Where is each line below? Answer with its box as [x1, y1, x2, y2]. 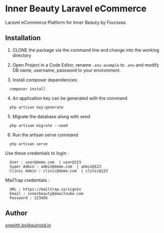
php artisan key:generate [9, 105, 64, 110]
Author [5, 209, 27, 218]
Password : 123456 [9, 195, 48, 200]
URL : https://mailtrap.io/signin [9, 187, 81, 192]
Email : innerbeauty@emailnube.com [9, 191, 84, 196]
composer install [9, 86, 46, 91]
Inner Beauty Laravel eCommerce [5, 3, 147, 14]
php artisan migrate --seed [9, 123, 68, 128]
